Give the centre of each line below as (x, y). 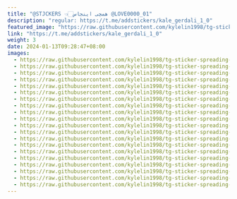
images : (19, 54)
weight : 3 (22, 40)
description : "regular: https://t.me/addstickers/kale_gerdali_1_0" (110, 20)
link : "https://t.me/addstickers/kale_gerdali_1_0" (85, 34)
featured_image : (31, 27)
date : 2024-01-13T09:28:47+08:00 (56, 47)
